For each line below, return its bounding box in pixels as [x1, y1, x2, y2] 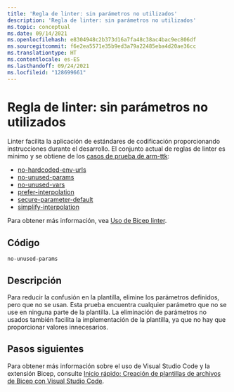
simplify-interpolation [17, 203, 79, 211]
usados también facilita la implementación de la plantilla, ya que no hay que [7, 316, 226, 324]
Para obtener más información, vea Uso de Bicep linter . [7, 217, 167, 225]
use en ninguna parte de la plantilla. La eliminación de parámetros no [7, 308, 207, 316]
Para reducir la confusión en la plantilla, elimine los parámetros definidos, [7, 293, 220, 302]
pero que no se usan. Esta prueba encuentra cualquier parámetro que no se [7, 301, 227, 309]
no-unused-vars [17, 180, 65, 189]
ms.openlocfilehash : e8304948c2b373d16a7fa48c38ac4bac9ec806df [7, 36, 197, 43]
